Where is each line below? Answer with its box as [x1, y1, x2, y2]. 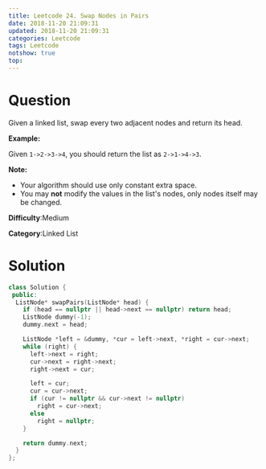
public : [11, 290, 38, 298]
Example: [8, 134, 41, 143]
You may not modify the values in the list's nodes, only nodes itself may [19, 188, 259, 198]
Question [8, 92, 71, 109]
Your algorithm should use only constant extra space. [19, 180, 198, 190]
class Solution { [8, 283, 67, 291]
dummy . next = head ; [23, 321, 88, 329]
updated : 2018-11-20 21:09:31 [8, 27, 110, 35]
